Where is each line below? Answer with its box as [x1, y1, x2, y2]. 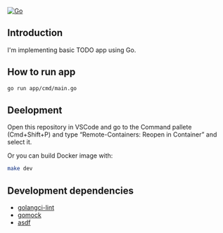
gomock [17, 211, 42, 219]
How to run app [7, 66, 76, 78]
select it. [7, 138, 32, 146]
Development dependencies [7, 184, 134, 196]
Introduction [7, 27, 63, 39]
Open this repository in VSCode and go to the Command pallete [7, 123, 192, 132]
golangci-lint [17, 203, 55, 211]
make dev [7, 165, 33, 172]
